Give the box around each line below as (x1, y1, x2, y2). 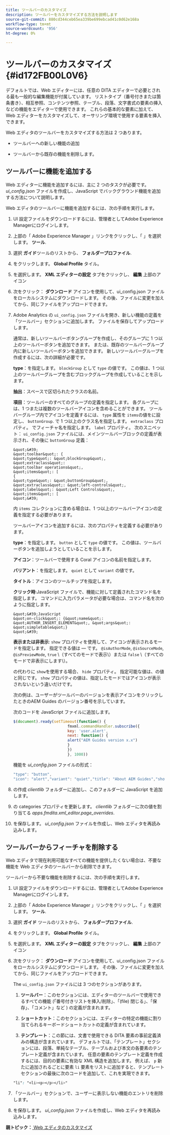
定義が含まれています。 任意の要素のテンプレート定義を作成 (38, 1052, 163, 1058)
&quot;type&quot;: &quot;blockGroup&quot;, (13, 456, 106, 461)
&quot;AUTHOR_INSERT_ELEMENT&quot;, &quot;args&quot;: (13, 620, 131, 625)
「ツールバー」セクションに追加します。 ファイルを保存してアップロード (13, 318, 164, 324)
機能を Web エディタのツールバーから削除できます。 (6, 863, 115, 870)
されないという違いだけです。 (13, 681, 75, 687)
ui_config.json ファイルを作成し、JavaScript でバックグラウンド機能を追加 (6, 188, 161, 194)
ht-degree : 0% (6, 31, 36, 36)
